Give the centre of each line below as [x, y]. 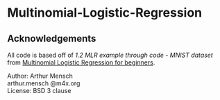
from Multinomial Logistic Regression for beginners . [81, 62]
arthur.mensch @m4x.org [44, 83]
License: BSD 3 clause [39, 91]
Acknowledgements [52, 39]
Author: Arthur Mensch [40, 76]
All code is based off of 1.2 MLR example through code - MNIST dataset [110, 55]
